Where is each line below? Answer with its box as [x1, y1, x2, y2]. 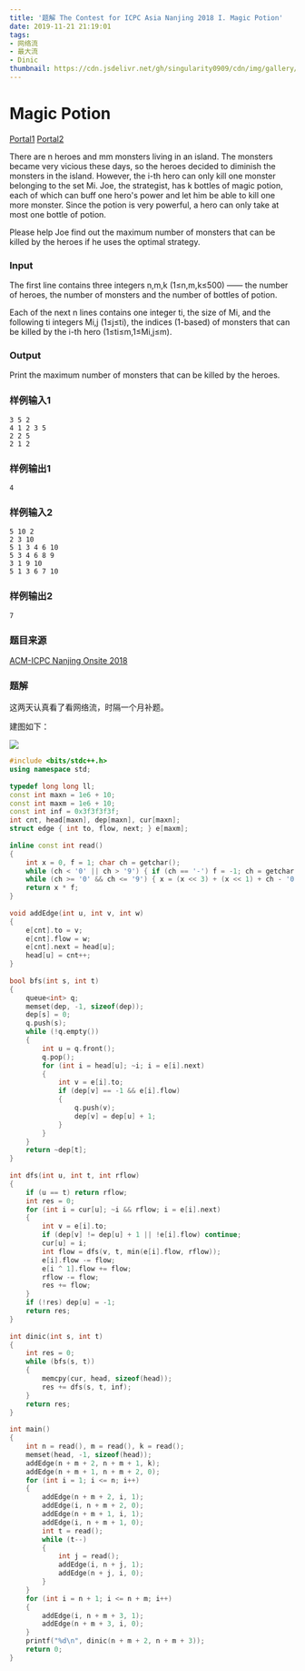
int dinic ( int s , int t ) [9, 1332, 103, 1341]
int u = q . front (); [42, 1044, 116, 1053]
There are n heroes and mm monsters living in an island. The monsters [9, 151, 274, 162]
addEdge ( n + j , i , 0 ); [57, 1569, 144, 1578]
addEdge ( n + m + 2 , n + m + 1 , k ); [25, 1458, 161, 1468]
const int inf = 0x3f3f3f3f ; [9, 807, 120, 816]
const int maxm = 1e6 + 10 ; [9, 798, 116, 808]
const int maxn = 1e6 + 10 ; [9, 790, 116, 799]
